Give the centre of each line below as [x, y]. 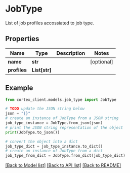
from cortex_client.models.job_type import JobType [61, 99]
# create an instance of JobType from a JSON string [62, 118]
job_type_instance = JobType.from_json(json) [54, 123]
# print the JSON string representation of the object [64, 127]
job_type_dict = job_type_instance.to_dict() [54, 146]
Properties [22, 39]
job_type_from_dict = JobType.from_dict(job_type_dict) [65, 156]
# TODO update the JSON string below [45, 109]
